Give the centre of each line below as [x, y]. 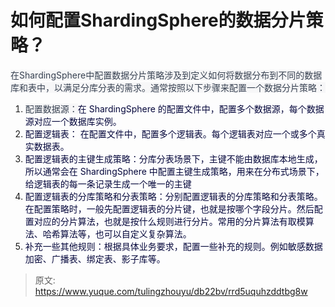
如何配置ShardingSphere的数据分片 [158, 20]
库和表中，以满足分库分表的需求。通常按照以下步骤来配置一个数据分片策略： [168, 87]
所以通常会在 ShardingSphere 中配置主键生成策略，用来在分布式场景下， [174, 171]
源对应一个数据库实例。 [73, 121]
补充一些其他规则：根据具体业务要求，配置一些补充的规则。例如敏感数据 [173, 246]
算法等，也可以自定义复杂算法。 [125, 233]
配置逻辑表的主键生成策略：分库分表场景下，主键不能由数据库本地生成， [173, 158]
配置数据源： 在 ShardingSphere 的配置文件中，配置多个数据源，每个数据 [174, 108]
